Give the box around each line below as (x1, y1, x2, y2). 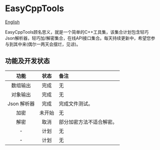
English (5, 19, 20, 25)
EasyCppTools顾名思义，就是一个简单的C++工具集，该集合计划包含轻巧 (5, 29, 149, 35)
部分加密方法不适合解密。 (58, 118, 118, 125)
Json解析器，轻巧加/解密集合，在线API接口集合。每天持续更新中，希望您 (5, 35, 151, 41)
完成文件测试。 (58, 100, 93, 107)
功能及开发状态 (5, 57, 50, 65)
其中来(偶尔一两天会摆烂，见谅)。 (13, 41, 81, 47)
